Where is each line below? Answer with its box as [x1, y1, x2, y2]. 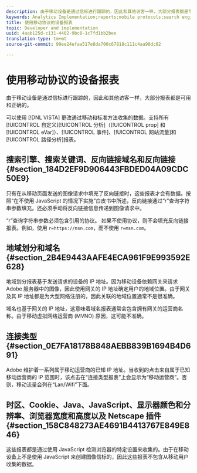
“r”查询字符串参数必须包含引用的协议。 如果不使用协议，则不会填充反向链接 [6, 217, 189, 224]
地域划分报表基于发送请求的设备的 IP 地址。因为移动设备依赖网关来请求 [6, 278, 178, 285]
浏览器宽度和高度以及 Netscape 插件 [29, 411, 162, 421]
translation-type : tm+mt [6, 36, 67, 42]
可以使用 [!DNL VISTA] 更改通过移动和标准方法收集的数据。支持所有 [6, 114, 169, 121]
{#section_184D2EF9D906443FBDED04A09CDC [6, 164, 189, 174]
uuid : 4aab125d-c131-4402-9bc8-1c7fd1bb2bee [6, 31, 117, 36]
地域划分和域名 [6, 243, 60, 253]
